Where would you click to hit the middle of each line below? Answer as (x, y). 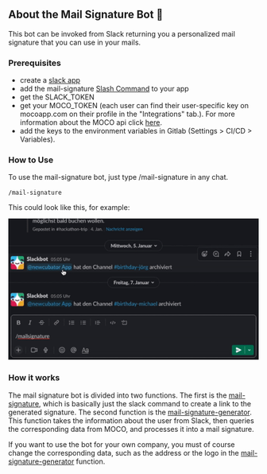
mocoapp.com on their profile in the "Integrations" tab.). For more (128, 114)
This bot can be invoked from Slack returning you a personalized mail (122, 33)
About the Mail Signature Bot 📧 (86, 15)
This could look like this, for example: (69, 208)
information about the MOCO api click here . (91, 122)
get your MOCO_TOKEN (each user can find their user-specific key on (134, 106)
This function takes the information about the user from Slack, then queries (131, 420)
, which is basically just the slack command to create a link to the (145, 403)
